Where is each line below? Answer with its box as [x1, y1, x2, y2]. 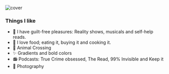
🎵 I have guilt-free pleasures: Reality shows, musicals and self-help [12, 29, 153, 35]
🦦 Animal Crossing [12, 45, 52, 51]
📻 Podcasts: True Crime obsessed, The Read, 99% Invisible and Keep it [12, 56, 164, 62]
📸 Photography [12, 63, 44, 69]
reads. [12, 34, 26, 40]
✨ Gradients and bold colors [12, 50, 72, 56]
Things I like [5, 17, 36, 24]
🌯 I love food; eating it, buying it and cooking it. [12, 39, 112, 45]
